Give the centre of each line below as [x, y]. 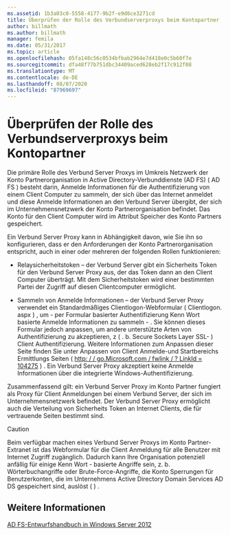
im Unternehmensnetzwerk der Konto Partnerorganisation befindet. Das [109, 209]
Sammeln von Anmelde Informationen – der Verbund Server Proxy [110, 301]
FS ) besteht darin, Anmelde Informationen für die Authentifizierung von [108, 187]
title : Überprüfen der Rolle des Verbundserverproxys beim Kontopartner [113, 20]
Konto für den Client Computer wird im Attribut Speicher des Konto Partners [114, 217]
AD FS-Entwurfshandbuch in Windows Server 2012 [80, 524]
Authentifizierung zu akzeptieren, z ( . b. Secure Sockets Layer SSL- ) [115, 337]
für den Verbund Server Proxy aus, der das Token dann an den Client [115, 272]
